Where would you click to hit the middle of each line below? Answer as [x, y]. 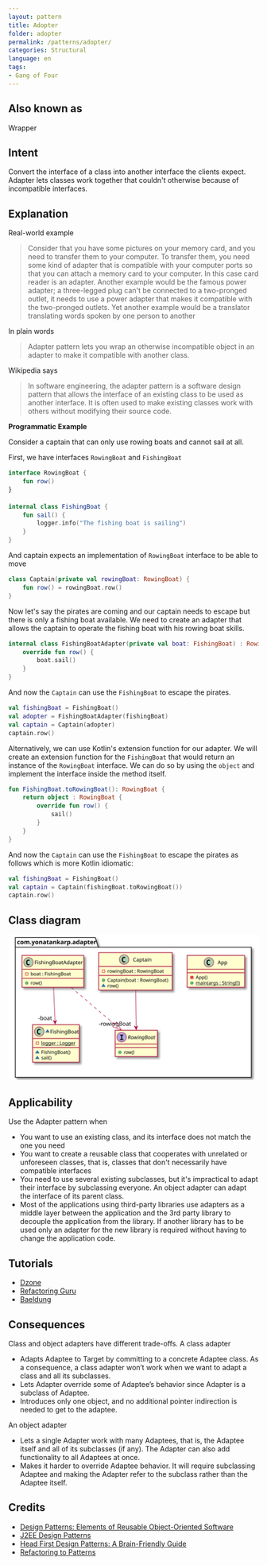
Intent [23, 152]
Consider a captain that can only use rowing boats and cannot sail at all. [126, 442]
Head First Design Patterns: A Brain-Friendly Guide [103, 1544]
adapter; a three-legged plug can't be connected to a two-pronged [137, 291]
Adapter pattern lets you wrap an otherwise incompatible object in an [141, 347]
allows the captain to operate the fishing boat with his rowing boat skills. [126, 628]
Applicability [41, 1102]
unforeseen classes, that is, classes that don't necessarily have [123, 1162]
